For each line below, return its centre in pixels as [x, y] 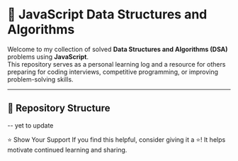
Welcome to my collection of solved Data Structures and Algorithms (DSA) [118, 49]
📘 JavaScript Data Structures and [107, 15]
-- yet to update [30, 125]
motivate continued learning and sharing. [67, 150]
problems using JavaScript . [48, 57]
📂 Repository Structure [59, 108]
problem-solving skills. [40, 79]
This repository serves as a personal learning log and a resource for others [117, 64]
